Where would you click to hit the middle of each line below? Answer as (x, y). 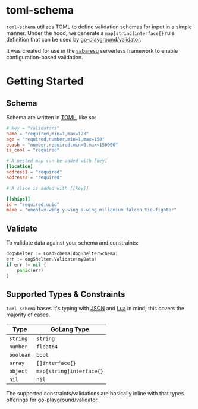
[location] (20, 167)
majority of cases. (28, 315)
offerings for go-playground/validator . (53, 400)
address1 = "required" (34, 172)
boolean (20, 355)
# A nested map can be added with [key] (57, 161)
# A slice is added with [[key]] (48, 188)
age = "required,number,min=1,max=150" (56, 139)
